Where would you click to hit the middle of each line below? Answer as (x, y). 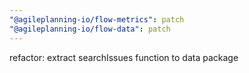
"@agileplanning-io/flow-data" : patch (90, 29)
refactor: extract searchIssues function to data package (124, 57)
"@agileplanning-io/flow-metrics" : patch (97, 19)
